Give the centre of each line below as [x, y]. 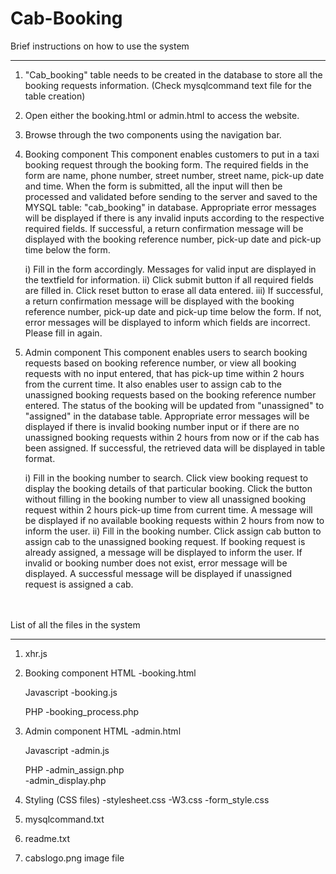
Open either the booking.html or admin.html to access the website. [162, 115]
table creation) [55, 96]
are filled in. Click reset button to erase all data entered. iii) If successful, [174, 290]
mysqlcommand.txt [64, 819]
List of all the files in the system [75, 624]
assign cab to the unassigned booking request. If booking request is [165, 541]
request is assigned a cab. [79, 584]
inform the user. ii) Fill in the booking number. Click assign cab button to [173, 531]
